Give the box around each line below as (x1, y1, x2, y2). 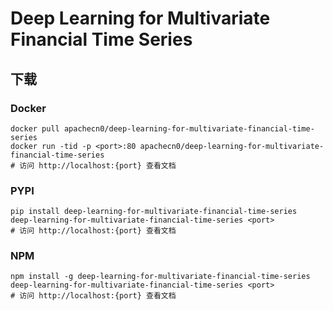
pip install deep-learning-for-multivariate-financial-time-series (10, 207, 298, 217)
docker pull (10, 123, 60, 134)
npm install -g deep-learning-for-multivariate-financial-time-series (10, 272, 311, 282)
